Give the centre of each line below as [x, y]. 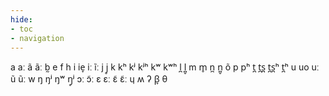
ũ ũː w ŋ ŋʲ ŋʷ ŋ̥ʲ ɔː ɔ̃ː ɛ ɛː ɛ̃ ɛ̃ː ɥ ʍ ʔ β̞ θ [89, 79]
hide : [21, 19]
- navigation [37, 38]
